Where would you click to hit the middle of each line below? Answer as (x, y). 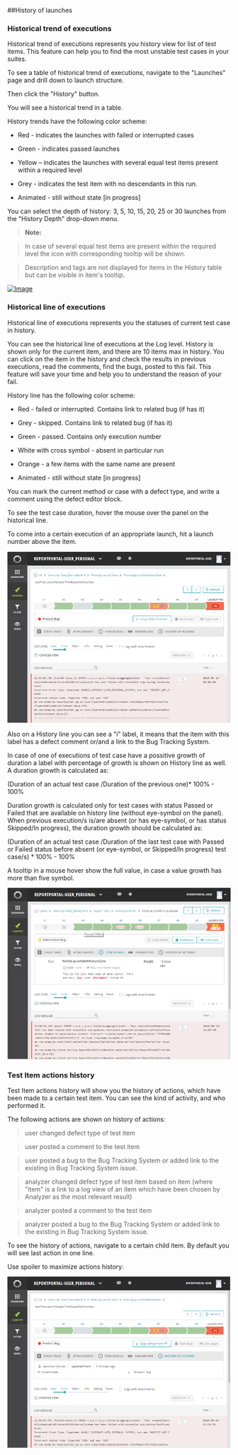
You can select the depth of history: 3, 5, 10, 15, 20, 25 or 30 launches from (117, 211)
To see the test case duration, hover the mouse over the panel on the (108, 512)
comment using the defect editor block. (65, 499)
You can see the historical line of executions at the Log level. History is (110, 344)
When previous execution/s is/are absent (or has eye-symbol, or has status (117, 820)
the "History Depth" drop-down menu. (63, 219)
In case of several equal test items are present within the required (120, 247)
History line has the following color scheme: (72, 395)
